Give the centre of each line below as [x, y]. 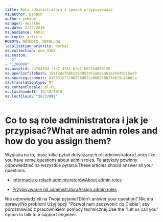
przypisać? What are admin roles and [81, 131]
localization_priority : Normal [37, 46]
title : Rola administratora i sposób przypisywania [59, 10]
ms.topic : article [24, 37]
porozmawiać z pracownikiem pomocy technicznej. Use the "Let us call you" [82, 209]
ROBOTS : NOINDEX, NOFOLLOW [33, 42]
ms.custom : [16, 55]
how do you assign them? [58, 141]
